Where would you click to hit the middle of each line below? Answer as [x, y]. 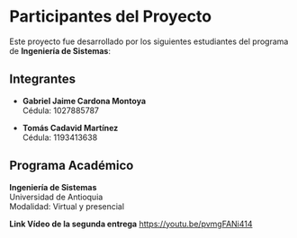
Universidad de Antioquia [56, 197]
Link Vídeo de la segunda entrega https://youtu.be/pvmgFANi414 [131, 224]
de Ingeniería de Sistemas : [60, 50]
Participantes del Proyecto [111, 17]
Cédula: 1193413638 [60, 137]
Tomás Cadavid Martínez [70, 128]
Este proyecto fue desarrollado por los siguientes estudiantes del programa [149, 41]
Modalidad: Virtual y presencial [67, 206]
